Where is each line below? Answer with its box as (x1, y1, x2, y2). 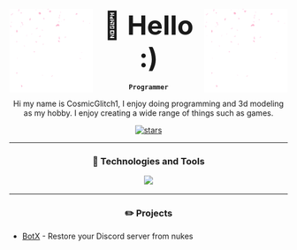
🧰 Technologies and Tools (92, 155, 205, 167)
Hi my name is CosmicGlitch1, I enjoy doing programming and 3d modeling (12, 98, 285, 109)
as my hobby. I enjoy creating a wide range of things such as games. (23, 108, 274, 118)
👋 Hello (103, 9, 194, 42)
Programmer (128, 83, 169, 92)
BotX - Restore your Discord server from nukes (21, 231, 194, 241)
